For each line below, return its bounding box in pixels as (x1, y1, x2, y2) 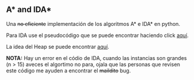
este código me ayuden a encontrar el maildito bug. (6, 67, 131, 74)
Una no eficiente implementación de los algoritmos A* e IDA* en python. (6, 20, 180, 27)
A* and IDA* (6, 5, 52, 15)
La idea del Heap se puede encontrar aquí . (6, 43, 110, 50)
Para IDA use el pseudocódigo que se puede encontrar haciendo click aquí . (6, 32, 189, 39)
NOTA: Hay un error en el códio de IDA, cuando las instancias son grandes (6, 54, 187, 61)
